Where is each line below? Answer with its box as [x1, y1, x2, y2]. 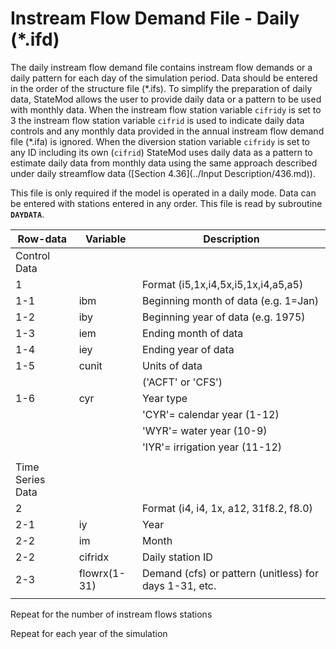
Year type [142, 391, 188, 405]
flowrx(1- [78, 566, 126, 580]
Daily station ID [142, 550, 213, 564]
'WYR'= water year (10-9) [142, 423, 268, 437]
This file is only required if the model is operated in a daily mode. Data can [10, 187, 317, 199]
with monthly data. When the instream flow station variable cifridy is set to [10, 103, 322, 116]
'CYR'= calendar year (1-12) [142, 407, 280, 421]
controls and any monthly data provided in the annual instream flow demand [10, 125, 325, 137]
